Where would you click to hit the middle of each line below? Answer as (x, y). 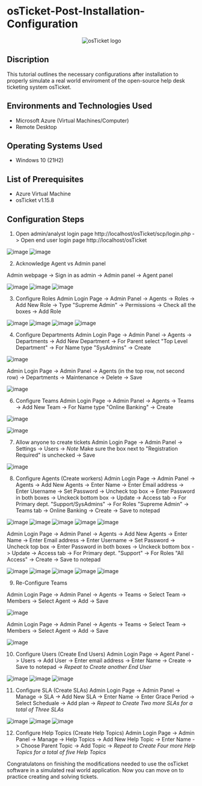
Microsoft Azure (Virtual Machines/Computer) (72, 120)
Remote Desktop (36, 127)
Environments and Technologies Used (80, 106)
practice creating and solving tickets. (53, 777)
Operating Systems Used (55, 146)
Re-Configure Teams (41, 583)
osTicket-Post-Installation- (76, 11)
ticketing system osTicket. (39, 87)
